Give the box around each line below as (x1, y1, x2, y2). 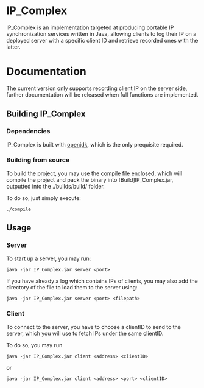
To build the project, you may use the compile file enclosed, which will (6, 170, 183, 177)
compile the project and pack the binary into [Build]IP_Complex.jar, (6, 176, 174, 183)
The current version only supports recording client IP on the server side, (6, 85, 188, 92)
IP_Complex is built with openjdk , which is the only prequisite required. (6, 140, 184, 148)
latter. (6, 43, 21, 50)
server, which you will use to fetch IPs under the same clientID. (6, 330, 164, 337)
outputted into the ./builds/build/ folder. (6, 182, 105, 190)
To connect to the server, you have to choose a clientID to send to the (6, 323, 181, 330)
